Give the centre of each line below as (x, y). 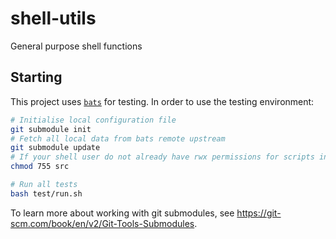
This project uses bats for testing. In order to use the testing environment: (162, 101)
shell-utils (53, 18)
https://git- (259, 213)
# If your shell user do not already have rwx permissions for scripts (162, 157)
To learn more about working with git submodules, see (122, 213)
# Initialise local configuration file (93, 120)
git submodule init (51, 129)
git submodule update (55, 148)
